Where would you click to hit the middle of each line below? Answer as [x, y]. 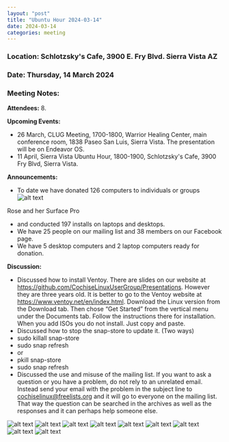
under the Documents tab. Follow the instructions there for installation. [116, 317]
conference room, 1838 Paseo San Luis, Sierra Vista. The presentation [116, 142]
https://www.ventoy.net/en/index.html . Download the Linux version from [119, 302]
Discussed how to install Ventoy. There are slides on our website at [111, 280]
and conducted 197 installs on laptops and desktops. [91, 224]
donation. [30, 254]
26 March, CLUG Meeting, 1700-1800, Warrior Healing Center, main [112, 135]
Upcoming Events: [34, 121]
